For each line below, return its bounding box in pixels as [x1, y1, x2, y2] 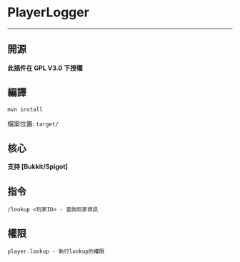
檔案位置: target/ [7, 119, 59, 128]
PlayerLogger [7, 4, 89, 21]
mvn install [7, 106, 43, 113]
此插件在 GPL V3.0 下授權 [7, 64, 84, 72]
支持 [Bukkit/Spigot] [7, 162, 68, 171]
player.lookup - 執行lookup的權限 [7, 248, 105, 255]
